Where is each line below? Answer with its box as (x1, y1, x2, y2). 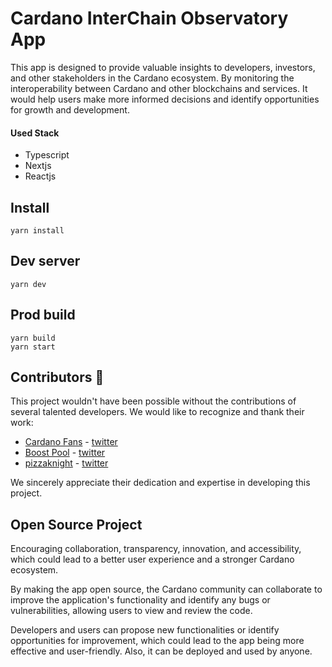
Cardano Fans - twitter (24, 436, 118, 448)
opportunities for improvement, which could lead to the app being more (10, 635, 305, 647)
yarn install (10, 225, 65, 236)
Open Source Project (10, 516, 143, 533)
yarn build (10, 333, 56, 343)
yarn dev (10, 279, 47, 289)
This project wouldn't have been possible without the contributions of (10, 395, 297, 407)
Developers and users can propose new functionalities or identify (10, 624, 280, 636)
